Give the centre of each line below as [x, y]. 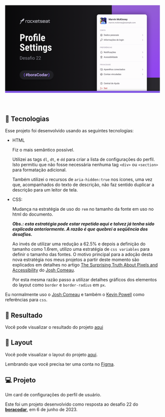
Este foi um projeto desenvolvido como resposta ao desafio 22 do [72, 404]
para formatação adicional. [40, 170]
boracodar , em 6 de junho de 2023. [41, 409]
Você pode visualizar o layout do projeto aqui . [52, 354]
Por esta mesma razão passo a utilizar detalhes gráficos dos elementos [84, 280]
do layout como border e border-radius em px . [59, 285]
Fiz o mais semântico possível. [43, 150]
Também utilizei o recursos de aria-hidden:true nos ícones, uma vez [82, 180]
